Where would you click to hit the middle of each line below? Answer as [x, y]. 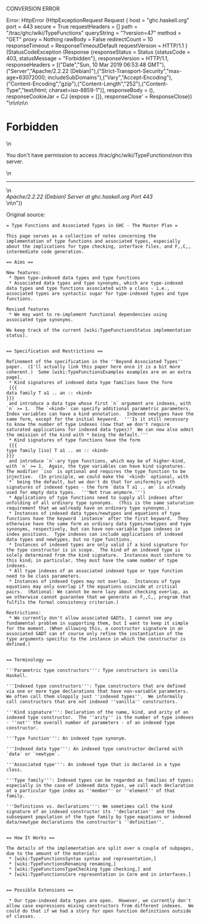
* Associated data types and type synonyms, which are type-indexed [96, 283]
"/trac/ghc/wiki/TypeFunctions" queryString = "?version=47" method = [94, 33]
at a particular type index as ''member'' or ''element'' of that [91, 791]
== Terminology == [29, 660]
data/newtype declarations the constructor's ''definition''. [85, 822]
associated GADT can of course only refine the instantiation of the [95, 633]
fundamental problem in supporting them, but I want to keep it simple [97, 623]
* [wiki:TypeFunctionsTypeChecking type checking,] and [80, 869]
